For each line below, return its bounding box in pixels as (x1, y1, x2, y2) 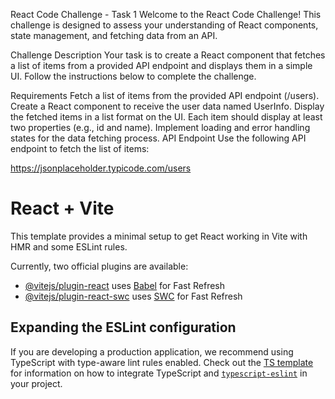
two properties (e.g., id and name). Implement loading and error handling (10, 122, 311, 133)
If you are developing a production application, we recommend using (10, 345, 294, 358)
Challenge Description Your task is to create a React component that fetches (10, 49, 326, 61)
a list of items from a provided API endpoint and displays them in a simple (10, 60, 313, 71)
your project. (10, 377, 63, 389)
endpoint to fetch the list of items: (10, 143, 150, 154)
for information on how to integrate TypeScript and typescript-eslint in (10, 367, 308, 379)
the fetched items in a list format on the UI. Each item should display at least (10, 111, 323, 123)
